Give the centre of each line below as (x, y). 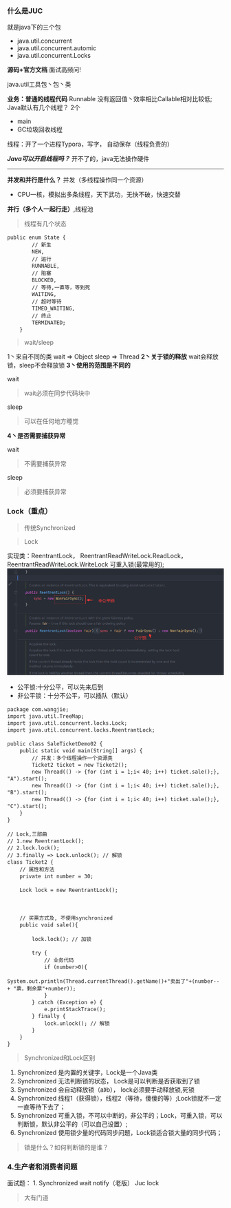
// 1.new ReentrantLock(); (46, 841)
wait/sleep (38, 343)
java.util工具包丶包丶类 (39, 85)
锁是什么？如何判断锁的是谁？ (66, 1147)
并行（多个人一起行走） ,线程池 (51, 209)
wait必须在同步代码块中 (57, 393)
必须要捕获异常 (45, 492)
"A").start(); (27, 778)
